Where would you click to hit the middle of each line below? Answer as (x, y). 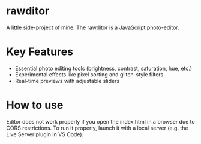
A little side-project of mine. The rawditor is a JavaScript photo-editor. (93, 27)
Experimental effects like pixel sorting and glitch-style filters (89, 74)
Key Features (40, 52)
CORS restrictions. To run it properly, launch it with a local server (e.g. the (97, 128)
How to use (35, 105)
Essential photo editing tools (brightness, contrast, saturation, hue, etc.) (103, 68)
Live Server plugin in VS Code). (45, 134)
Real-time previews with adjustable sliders (67, 81)
